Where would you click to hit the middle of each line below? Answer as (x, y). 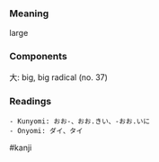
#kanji (21, 148)
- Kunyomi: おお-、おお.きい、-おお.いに (80, 121)
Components (38, 57)
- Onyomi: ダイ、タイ (46, 130)
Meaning (29, 13)
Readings (31, 101)
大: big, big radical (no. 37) (58, 77)
